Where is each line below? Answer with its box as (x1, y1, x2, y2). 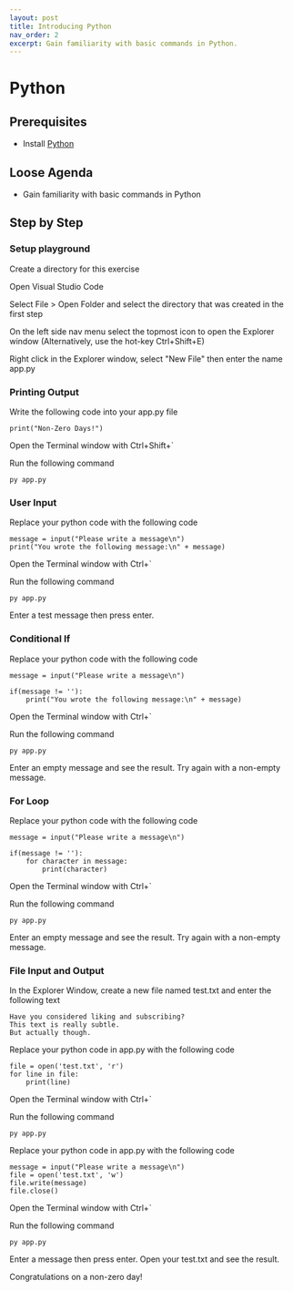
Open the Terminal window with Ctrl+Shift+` (9, 440, 175, 451)
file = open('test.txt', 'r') (9, 1062, 125, 1071)
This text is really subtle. (9, 1020, 120, 1030)
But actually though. (9, 1029, 92, 1038)
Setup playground (9, 242, 91, 255)
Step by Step (9, 215, 84, 231)
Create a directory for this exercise (9, 263, 140, 274)
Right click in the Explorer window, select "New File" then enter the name (9, 353, 284, 364)
